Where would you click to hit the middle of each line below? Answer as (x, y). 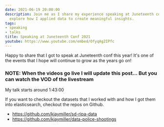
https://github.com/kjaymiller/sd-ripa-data (54, 114)
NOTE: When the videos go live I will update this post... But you (81, 73)
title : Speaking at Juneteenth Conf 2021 (48, 37)
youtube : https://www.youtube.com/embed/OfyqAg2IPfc (60, 42)
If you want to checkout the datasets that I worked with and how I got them (80, 99)
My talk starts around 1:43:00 (35, 90)
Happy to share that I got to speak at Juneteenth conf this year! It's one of (80, 55)
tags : (10, 23)
